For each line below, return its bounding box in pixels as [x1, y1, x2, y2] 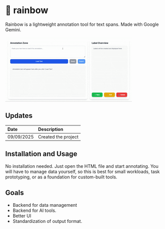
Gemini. [5, 26, 21, 32]
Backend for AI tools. [12, 207, 57, 213]
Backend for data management [12, 202, 77, 208]
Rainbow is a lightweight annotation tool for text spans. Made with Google [5, 21, 159, 27]
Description [37, 126, 63, 132]
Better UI [12, 212, 31, 219]
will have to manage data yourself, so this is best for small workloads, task [5, 168, 160, 174]
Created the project [37, 133, 78, 140]
